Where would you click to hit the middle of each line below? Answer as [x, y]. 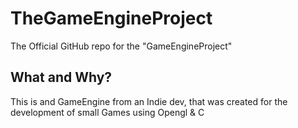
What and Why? [61, 77]
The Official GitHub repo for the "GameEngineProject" [121, 46]
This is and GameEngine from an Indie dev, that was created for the [149, 101]
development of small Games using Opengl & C [107, 112]
